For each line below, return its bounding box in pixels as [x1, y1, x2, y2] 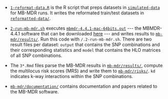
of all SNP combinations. [10, 52, 62, 58]
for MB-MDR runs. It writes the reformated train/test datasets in [10, 10, 144, 16]
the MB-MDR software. [10, 89, 59, 94]
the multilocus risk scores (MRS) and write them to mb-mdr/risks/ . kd [10, 68, 155, 74]
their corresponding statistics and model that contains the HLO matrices [10, 47, 161, 53]
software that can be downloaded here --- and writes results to [21, 31, 155, 36]
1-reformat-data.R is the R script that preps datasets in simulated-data [10, 5, 160, 10]
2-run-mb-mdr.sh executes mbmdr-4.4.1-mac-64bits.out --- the [10, 25, 142, 31]
